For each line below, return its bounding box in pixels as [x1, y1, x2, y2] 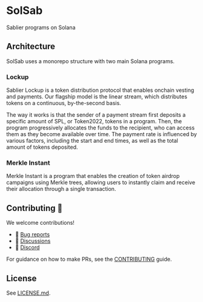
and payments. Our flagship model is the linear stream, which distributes [6, 93, 188, 100]
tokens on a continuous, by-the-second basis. [6, 100, 121, 107]
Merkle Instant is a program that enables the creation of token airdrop [6, 173, 180, 180]
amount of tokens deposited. [6, 143, 78, 151]
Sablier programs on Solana [6, 24, 76, 31]
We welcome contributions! [6, 219, 75, 227]
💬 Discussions [15, 238, 51, 245]
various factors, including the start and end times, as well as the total [6, 137, 179, 145]
